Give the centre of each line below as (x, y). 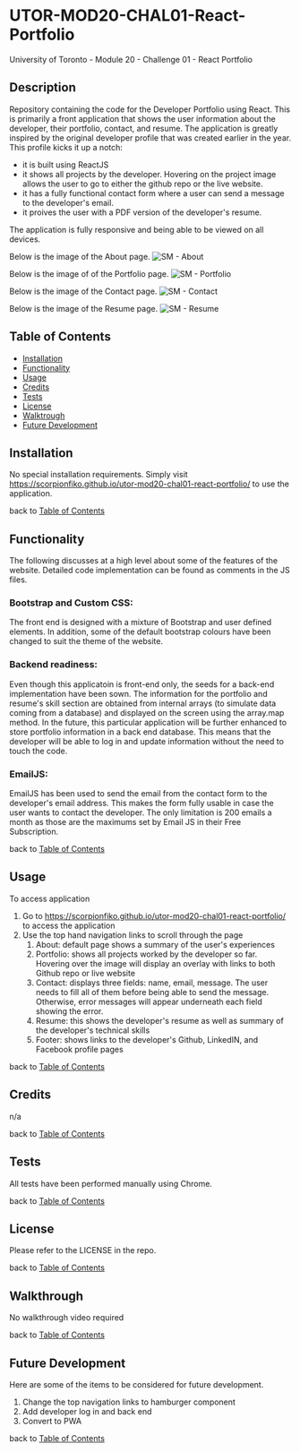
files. (18, 580)
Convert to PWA (52, 1421)
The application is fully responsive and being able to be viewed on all (137, 229)
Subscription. (34, 832)
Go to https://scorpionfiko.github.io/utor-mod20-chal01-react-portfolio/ (154, 915)
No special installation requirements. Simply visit (99, 475)
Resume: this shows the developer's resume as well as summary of (159, 1020)
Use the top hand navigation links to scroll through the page (133, 935)
